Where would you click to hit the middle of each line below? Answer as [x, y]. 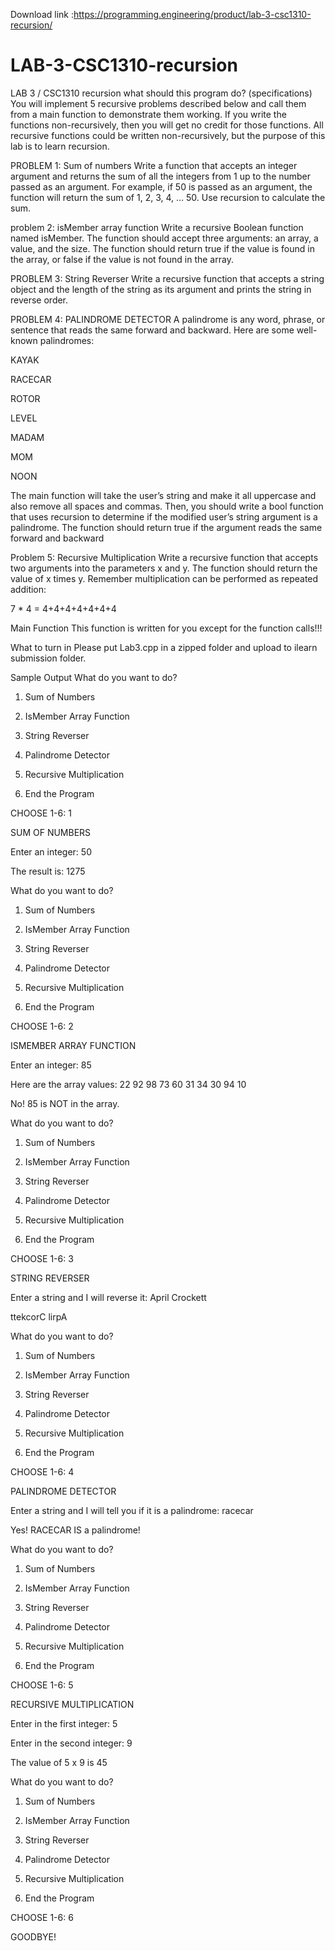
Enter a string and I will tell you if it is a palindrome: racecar [132, 1510]
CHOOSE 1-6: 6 [42, 1917]
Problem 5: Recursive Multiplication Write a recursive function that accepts [164, 557]
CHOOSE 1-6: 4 [42, 1471]
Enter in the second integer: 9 [71, 1743]
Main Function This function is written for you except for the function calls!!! [166, 628]
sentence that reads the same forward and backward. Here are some [152, 330]
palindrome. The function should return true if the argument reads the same [166, 527]
